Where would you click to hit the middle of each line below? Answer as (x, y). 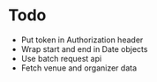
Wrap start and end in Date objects (84, 48)
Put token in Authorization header (82, 40)
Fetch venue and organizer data (79, 68)
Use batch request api (61, 58)
